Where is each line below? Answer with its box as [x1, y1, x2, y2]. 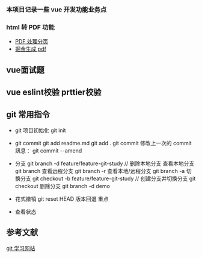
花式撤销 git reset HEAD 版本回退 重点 [14, 195, 109, 203]
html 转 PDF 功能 [6, 23, 55, 31]
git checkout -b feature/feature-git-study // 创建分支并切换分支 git [32, 175, 196, 182]
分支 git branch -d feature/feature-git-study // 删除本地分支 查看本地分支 [14, 160, 195, 167]
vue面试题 [6, 64, 45, 75]
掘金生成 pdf [14, 45, 47, 52]
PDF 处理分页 [14, 38, 49, 45]
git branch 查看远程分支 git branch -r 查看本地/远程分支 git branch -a [14, 167, 185, 174]
